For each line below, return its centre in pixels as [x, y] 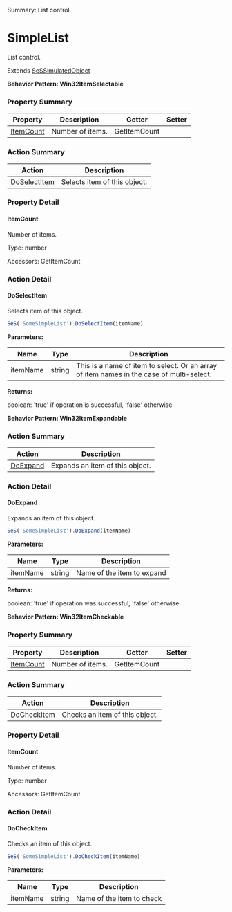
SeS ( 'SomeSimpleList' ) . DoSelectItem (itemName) [75, 323]
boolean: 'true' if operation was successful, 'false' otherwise [93, 603]
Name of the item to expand [121, 572]
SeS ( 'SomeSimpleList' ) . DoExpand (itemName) [69, 531]
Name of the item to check [119, 898]
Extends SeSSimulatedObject [49, 70]
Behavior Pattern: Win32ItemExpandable [67, 418]
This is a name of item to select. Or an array [146, 365]
